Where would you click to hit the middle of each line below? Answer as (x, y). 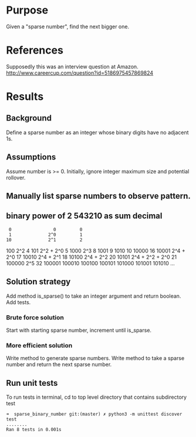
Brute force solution (35, 317)
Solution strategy (38, 282)
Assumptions (31, 157)
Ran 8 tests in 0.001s (34, 430)
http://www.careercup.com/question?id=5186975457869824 (80, 73)
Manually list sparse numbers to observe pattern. (98, 196)
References (35, 50)
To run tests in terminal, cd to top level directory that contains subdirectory (96, 397)
